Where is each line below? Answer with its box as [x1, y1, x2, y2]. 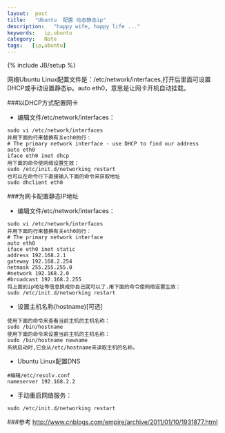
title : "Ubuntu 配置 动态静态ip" [7, 17, 106, 23]
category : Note [7, 36, 57, 43]
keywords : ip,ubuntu [7, 29, 72, 37]
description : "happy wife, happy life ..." [7, 23, 140, 30]
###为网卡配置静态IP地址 [7, 192, 79, 200]
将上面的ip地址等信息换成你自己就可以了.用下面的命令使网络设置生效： [7, 283, 181, 290]
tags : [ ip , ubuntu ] [7, 42, 67, 49]
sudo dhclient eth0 [7, 179, 63, 186]
